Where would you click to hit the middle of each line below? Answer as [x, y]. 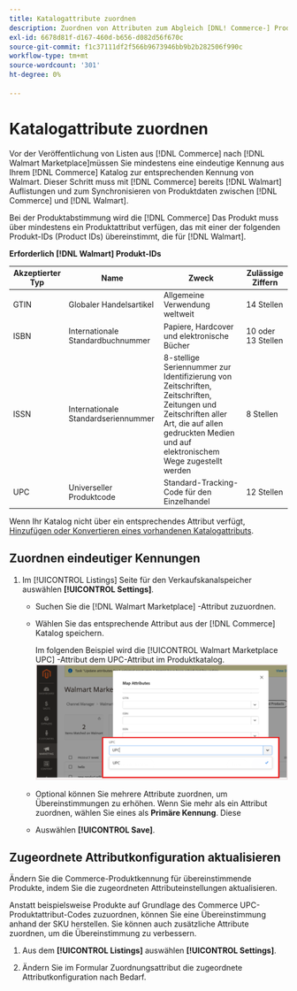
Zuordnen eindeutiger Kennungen [105, 559]
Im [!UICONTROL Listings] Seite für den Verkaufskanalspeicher [137, 580]
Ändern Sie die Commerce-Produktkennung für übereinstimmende [130, 879]
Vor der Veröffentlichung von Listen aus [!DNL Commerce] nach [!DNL [137, 153]
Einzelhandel [187, 502]
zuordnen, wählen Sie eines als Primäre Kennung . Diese [138, 812]
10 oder [261, 331]
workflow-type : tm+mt [49, 56]
